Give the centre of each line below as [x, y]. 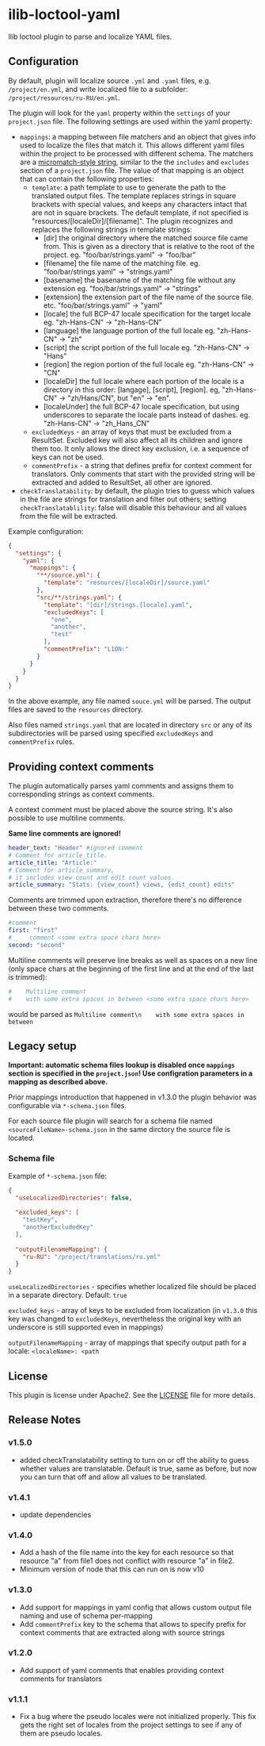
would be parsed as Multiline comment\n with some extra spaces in [127, 1014]
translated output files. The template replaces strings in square [134, 195]
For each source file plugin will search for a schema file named [110, 1121]
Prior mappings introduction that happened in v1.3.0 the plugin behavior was [132, 1097]
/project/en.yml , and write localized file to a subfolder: [98, 89]
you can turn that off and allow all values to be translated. [113, 1476]
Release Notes [45, 1420]
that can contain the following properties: [87, 178]
